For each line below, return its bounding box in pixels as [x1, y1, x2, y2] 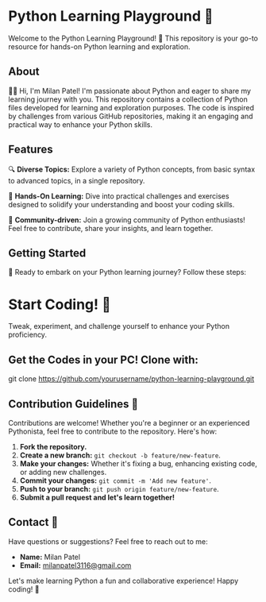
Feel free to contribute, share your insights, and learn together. [8, 223, 214, 233]
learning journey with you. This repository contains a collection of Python [8, 95, 248, 104]
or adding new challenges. [19, 467, 107, 477]
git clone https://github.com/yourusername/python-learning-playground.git [8, 374, 255, 384]
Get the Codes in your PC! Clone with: [8, 353, 199, 366]
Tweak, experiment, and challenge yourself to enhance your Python [8, 322, 230, 331]
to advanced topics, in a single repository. [8, 176, 145, 185]
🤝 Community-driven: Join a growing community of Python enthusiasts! [8, 214, 246, 225]
